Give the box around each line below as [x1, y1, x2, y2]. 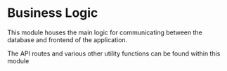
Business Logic [7, 5, 98, 21]
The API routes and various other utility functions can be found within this [7, 49, 221, 58]
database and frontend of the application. [7, 35, 128, 44]
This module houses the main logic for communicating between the [7, 28, 202, 37]
